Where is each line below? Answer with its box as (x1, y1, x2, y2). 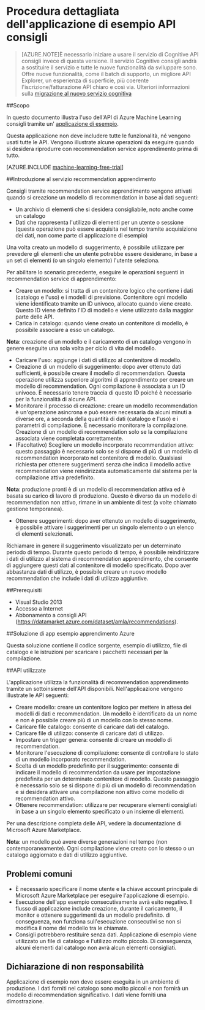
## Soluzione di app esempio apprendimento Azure (6, 630, 135, 637)
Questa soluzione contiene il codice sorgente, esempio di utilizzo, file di (6, 641, 187, 649)
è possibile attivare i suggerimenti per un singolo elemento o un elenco (15, 523, 195, 531)
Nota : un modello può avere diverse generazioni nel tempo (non (6, 838, 168, 845)
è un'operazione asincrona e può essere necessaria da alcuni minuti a (15, 408, 192, 415)
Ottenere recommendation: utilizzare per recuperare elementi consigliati (15, 801, 197, 808)
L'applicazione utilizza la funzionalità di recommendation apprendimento (6, 678, 189, 685)
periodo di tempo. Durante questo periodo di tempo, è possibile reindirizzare (6, 548, 199, 556)
